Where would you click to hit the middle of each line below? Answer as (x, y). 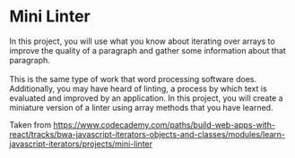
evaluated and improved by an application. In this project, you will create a (147, 98)
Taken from (30, 125)
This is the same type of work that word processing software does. (133, 79)
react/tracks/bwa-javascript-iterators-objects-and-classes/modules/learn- (147, 134)
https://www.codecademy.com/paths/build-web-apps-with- (165, 125)
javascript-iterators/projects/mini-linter (81, 144)
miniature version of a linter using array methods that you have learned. (141, 107)
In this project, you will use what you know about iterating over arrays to (142, 41)
